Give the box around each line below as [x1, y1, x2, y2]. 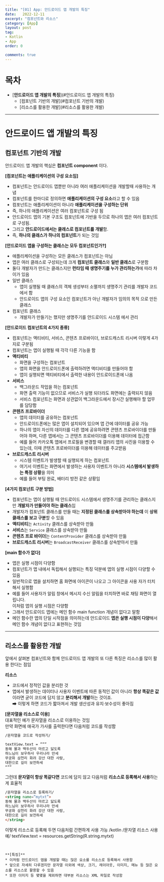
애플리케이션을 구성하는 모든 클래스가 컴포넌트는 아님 [12, 253, 113, 259]
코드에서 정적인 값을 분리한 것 [12, 682, 68, 688]
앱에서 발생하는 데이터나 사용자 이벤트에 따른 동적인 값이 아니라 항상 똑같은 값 [12, 688, 159, 695]
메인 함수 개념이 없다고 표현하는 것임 [12, 621, 82, 627]
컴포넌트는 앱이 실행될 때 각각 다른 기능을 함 [12, 347, 96, 353]
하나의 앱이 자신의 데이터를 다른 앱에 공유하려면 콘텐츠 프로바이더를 [19, 427, 147, 433]
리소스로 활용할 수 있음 [14, 868, 54, 873]
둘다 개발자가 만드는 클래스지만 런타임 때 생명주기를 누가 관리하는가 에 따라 [12, 265, 152, 271]
